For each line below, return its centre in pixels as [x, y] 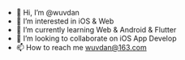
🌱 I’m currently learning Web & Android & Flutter [96, 30]
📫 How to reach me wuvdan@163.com [82, 47]
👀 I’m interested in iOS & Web [65, 21]
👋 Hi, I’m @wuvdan [47, 13]
